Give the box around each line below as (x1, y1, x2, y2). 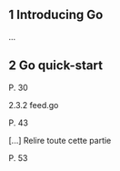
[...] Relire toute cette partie (8, 135, 112, 146)
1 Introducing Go (8, 7, 104, 23)
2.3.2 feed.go (8, 99, 59, 110)
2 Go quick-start (8, 58, 104, 74)
